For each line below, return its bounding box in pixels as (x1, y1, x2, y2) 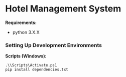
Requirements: (5, 19, 37, 25)
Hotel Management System (5, 3, 121, 14)
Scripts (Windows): (5, 53, 47, 59)
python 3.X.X (12, 29, 40, 35)
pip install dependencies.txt (5, 67, 69, 72)
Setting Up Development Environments (5, 41, 102, 48)
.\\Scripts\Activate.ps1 (5, 63, 57, 68)
